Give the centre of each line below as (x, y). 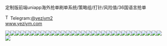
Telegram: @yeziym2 (32, 18)
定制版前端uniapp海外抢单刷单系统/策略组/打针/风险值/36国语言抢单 (76, 7)
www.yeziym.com (24, 24)
